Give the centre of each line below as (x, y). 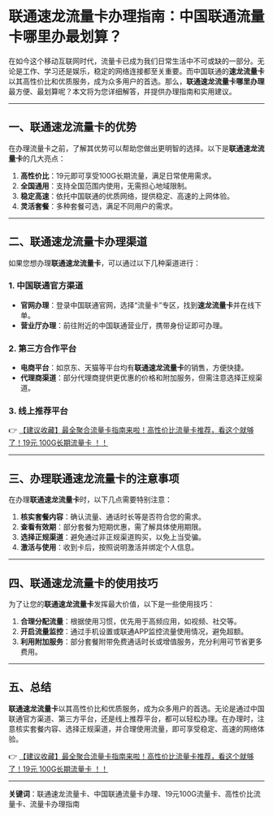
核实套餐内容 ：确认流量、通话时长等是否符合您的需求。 (113, 517)
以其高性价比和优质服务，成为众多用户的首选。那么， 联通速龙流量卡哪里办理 (136, 81)
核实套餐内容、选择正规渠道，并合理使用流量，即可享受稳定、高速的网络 (136, 728)
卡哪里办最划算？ (66, 37)
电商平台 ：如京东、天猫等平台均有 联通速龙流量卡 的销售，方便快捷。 (134, 368)
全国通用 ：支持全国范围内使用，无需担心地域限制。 (106, 186)
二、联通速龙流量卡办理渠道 (78, 242)
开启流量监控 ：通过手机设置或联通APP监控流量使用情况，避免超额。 (134, 632)
